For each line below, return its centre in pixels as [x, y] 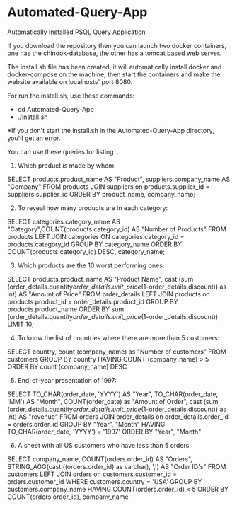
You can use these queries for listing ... [64, 151]
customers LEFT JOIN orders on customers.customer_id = [92, 474]
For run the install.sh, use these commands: [71, 96]
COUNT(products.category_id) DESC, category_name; [86, 251]
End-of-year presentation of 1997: [67, 380]
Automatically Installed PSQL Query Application [77, 32]
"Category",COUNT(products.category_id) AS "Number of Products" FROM [117, 229]
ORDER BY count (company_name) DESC [67, 366]
